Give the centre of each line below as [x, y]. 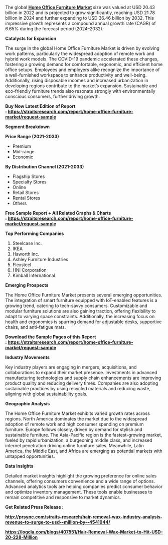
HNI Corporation [29, 270]
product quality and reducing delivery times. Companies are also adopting [82, 383]
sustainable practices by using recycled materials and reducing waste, [78, 388]
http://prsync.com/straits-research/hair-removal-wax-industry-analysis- [84, 517]
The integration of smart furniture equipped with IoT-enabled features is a [81, 300]
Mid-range [23, 152]
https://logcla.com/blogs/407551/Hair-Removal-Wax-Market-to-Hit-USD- [84, 532]
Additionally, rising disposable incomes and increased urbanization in [77, 80]
